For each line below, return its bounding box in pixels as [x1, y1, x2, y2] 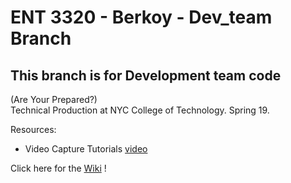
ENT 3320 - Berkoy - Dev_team [10, 6, 273, 29]
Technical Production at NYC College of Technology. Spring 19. [10, 104, 270, 116]
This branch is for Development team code [10, 67, 282, 84]
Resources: [10, 124, 57, 135]
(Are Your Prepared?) [10, 94, 98, 105]
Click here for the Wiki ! [10, 162, 107, 174]
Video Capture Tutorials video [24, 143, 148, 155]
